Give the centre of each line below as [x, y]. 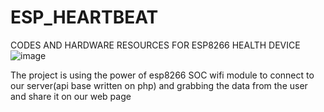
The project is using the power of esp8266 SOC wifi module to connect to [162, 75]
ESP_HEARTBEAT [84, 17]
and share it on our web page [71, 96]
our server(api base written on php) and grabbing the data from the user [159, 85]
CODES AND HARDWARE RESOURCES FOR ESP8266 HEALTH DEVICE [155, 45]
